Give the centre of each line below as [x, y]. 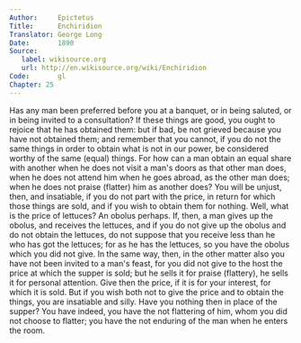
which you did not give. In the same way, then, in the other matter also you [147, 254]
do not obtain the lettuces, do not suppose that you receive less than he [142, 234]
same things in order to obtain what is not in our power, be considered [139, 149]
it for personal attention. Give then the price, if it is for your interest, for [140, 282]
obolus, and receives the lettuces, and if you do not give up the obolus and [148, 225]
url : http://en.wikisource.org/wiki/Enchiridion [114, 68]
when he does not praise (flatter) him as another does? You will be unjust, [146, 186]
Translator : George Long [56, 34]
